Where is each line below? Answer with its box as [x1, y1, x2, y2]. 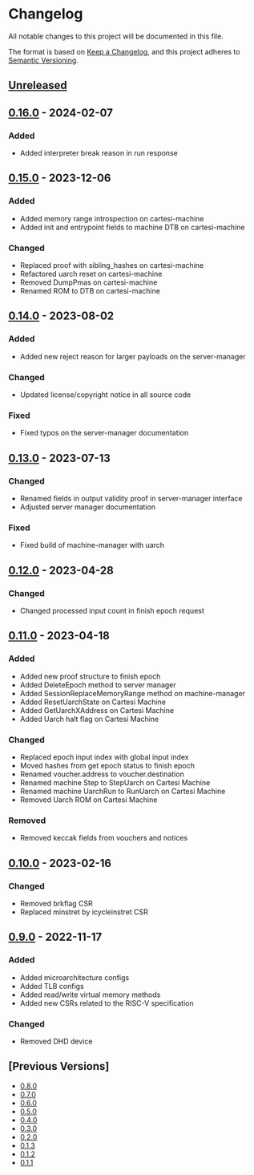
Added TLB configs [19, 981, 84, 991]
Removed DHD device [19, 1036, 93, 1046]
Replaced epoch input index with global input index [19, 752, 189, 762]
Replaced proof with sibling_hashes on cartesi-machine [19, 261, 204, 269]
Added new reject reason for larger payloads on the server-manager [19, 351, 246, 361]
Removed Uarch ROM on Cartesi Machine [19, 795, 158, 804]
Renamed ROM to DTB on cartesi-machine [19, 286, 160, 295]
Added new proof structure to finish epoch [19, 671, 161, 681]
